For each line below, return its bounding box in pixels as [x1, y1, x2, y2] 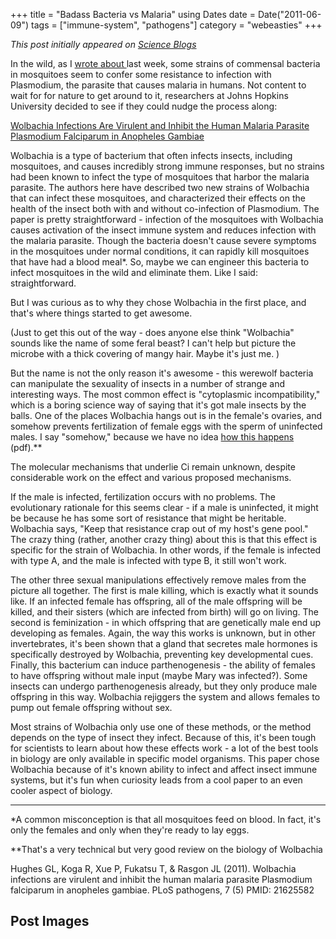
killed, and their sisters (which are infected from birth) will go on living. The [10, 606, 319, 618]
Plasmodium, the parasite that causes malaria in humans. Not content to [10, 79, 307, 91]
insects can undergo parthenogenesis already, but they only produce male [10, 680, 318, 692]
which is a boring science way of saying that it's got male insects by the [10, 399, 307, 411]
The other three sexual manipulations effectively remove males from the [10, 574, 307, 586]
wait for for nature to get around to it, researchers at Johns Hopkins [10, 90, 289, 101]
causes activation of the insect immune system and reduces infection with [10, 224, 317, 236]
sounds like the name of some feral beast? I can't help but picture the [10, 337, 297, 349]
